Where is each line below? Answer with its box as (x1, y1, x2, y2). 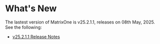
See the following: (5, 24, 42, 30)
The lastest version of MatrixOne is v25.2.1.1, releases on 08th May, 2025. (5, 19, 155, 25)
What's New (5, 3, 57, 14)
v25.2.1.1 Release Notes (12, 34, 60, 40)
